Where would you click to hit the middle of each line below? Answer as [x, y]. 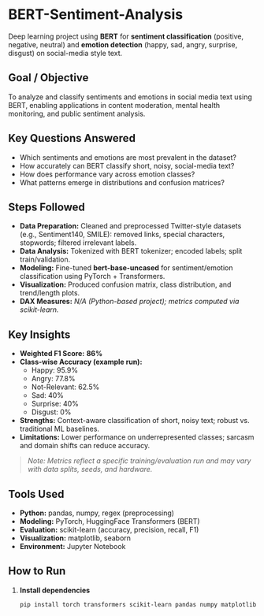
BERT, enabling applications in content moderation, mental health [114, 105]
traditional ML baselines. [59, 429]
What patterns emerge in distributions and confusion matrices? [122, 182]
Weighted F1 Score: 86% [61, 354]
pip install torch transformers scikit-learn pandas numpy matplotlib [138, 604]
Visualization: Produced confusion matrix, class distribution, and [125, 284]
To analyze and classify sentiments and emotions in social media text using [130, 97]
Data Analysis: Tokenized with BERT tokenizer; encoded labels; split [131, 251]
